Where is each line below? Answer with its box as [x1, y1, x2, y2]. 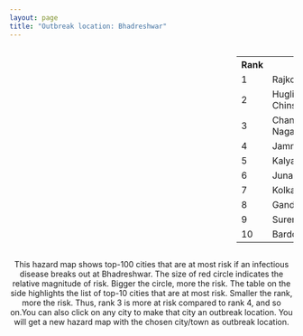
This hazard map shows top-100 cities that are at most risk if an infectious [14, 258, 289, 269]
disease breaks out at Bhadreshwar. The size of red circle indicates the [19, 268, 284, 279]
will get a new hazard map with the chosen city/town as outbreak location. [13, 316, 290, 327]
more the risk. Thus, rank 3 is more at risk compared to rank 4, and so [22, 297, 281, 308]
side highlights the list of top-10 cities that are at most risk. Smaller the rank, [10, 287, 293, 298]
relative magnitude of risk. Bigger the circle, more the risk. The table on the [12, 277, 291, 289]
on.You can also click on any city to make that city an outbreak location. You [10, 306, 293, 317]
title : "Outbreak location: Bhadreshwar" [9, 22, 168, 31]
